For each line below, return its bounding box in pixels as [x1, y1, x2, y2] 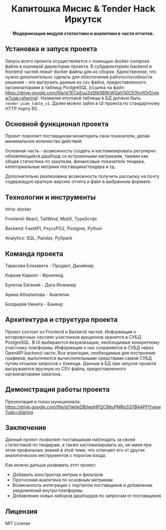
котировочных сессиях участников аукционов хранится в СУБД [5, 334, 142, 340]
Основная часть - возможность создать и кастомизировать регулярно [5, 148, 156, 154]
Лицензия [5, 507, 38, 516]
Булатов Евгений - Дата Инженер [5, 282, 76, 288]
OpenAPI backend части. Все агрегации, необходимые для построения [5, 350, 156, 356]
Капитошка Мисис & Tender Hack [11, 3, 155, 14]
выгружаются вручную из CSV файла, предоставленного [5, 366, 126, 372]
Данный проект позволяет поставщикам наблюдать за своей [5, 437, 135, 443]
